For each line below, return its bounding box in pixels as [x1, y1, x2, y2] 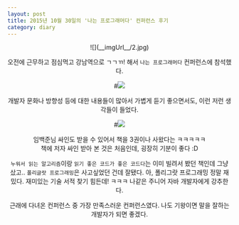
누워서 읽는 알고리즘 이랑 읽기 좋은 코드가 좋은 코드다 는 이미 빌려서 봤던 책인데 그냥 [10, 159, 229, 168]
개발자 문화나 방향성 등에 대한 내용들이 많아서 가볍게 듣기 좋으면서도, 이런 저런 [7, 97, 224, 105]
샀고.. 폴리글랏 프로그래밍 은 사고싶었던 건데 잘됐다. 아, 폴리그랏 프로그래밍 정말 [9, 168, 222, 177]
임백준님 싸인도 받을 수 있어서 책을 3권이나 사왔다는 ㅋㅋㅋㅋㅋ [33, 135, 206, 144]
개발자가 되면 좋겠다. [91, 210, 148, 219]
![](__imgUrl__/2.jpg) [90, 43, 149, 52]
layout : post [7, 10, 46, 18]
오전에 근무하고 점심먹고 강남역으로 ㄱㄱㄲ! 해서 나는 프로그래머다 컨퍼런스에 [7, 58, 213, 66]
